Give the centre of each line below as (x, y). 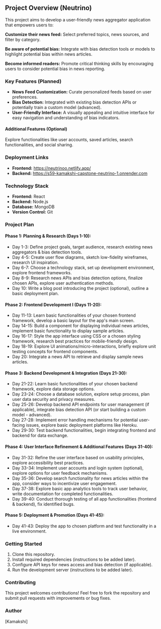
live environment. (29, 531)
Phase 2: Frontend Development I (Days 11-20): (53, 305)
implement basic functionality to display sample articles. (68, 331)
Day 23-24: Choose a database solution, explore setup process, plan (81, 394)
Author (14, 611)
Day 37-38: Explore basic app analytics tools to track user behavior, (80, 488)
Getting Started (24, 543)
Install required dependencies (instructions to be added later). (74, 559)
